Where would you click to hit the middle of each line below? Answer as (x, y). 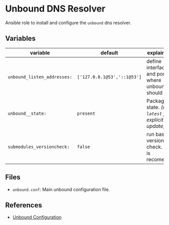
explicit (155, 120)
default (109, 52)
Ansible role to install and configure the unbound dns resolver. (68, 23)
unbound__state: (27, 113)
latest (154, 114)
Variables (21, 39)
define (154, 61)
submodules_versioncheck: (39, 147)
